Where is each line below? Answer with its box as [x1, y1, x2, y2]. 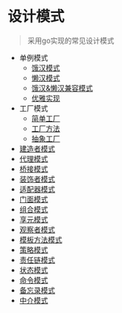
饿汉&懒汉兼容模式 [31, 82, 94, 93]
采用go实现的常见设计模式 [27, 36, 115, 45]
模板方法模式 [19, 235, 62, 244]
